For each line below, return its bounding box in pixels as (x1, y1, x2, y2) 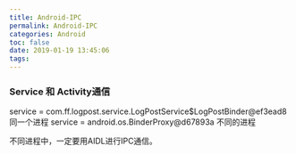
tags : (9, 54, 30, 63)
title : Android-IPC (9, 12, 82, 22)
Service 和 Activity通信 (9, 85, 111, 98)
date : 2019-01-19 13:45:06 (9, 46, 110, 55)
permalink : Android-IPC (9, 21, 98, 30)
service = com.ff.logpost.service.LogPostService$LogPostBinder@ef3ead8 (9, 106, 288, 117)
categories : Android (9, 29, 87, 38)
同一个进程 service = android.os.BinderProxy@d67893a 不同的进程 (9, 117, 257, 127)
